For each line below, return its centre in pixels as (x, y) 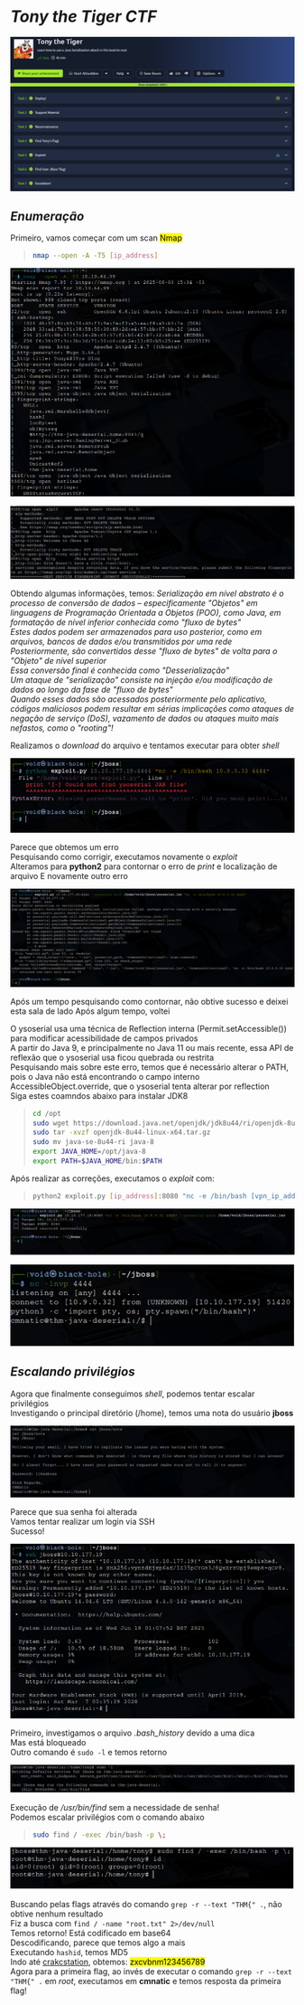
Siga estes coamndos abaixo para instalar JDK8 (99, 1095)
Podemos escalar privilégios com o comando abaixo (108, 1817)
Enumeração (47, 216)
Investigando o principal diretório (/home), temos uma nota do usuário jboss (152, 1413)
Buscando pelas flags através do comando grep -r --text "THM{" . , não (146, 1904)
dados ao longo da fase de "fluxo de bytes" (92, 690)
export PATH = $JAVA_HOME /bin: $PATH (97, 1161)
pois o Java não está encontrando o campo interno (105, 1076)
